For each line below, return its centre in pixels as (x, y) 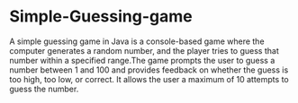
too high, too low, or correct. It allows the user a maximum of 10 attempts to (149, 79)
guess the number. (44, 89)
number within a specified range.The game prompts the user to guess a (142, 60)
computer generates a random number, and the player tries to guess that (144, 50)
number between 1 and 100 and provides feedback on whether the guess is (149, 70)
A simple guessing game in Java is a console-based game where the (137, 41)
